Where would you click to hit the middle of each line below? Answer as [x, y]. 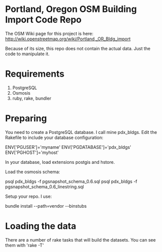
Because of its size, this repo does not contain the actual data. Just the [78, 48]
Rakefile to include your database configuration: [54, 137]
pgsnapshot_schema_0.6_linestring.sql [45, 187]
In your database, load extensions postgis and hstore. [60, 162]
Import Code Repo [43, 20]
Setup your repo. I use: [29, 196]
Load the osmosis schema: [33, 172]
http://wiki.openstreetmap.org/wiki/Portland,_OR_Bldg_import [68, 39]
